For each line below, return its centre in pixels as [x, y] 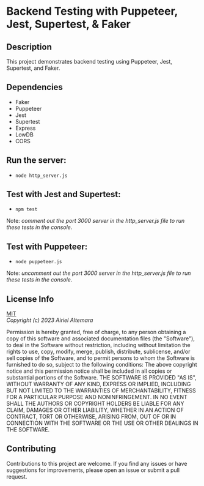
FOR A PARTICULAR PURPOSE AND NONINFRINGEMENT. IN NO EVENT [97, 397]
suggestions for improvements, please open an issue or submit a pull [93, 470]
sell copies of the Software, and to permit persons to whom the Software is [101, 358]
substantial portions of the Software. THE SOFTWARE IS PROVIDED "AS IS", [101, 378]
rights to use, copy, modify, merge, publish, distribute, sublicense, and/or [98, 352]
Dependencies [35, 87]
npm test [26, 209]
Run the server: [36, 160]
